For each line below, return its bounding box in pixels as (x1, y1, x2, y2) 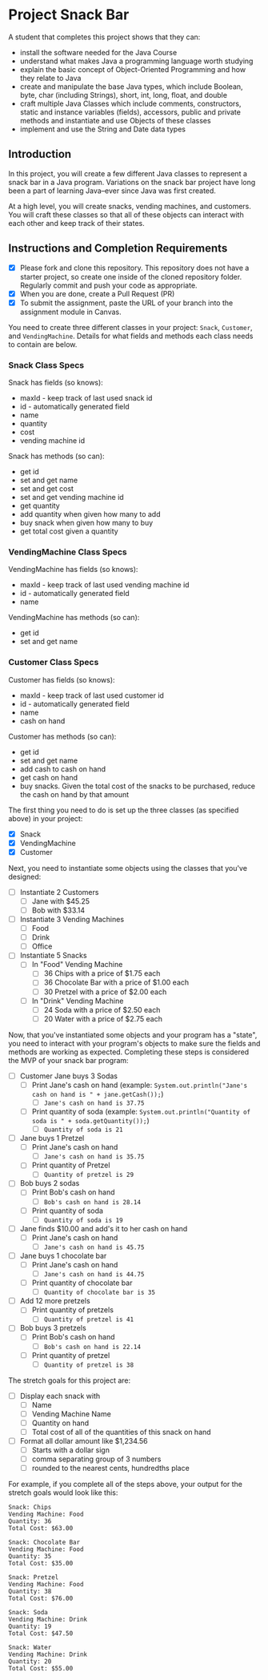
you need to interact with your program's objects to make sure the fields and (8, 1038, 261, 1048)
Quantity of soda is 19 (43, 1216, 123, 1224)
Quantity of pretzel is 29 (43, 1171, 134, 1179)
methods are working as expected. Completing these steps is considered (8, 1047, 250, 1057)
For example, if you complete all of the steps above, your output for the (8, 1480, 242, 1489)
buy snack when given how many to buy (19, 518, 154, 528)
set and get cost (19, 484, 74, 494)
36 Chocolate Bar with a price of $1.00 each (43, 977, 190, 987)
